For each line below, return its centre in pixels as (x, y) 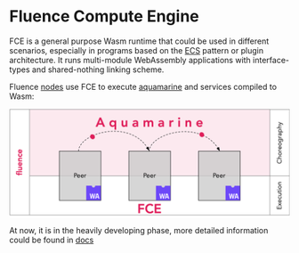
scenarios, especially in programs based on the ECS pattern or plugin (137, 50)
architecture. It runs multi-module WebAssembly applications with (130, 60)
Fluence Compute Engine (104, 16)
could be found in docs (52, 240)
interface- (271, 60)
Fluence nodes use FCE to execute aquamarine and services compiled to (143, 86)
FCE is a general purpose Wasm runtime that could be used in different (139, 41)
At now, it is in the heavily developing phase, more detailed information (139, 230)
